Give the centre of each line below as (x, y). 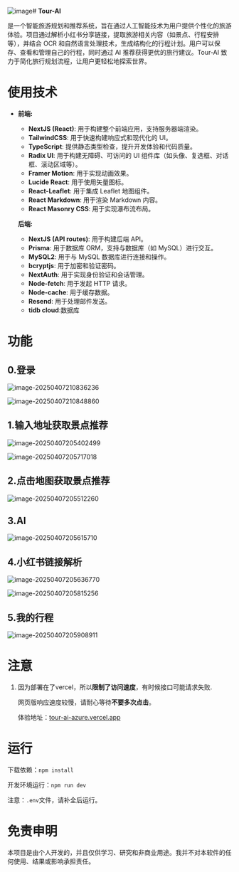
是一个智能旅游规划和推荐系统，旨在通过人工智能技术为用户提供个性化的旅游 (119, 26)
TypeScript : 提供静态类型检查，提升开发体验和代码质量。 (112, 147)
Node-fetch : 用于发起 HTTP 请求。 (80, 283)
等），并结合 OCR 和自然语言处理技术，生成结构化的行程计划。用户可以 (111, 43)
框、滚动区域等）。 (55, 164)
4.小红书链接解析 (45, 562)
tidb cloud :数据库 (54, 310)
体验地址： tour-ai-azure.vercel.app (69, 717)
